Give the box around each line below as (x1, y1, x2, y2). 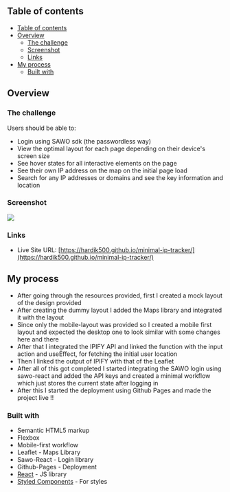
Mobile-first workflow (16, 441, 79, 449)
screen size (16, 151, 50, 160)
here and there (16, 335, 60, 343)
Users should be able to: (7, 124, 77, 132)
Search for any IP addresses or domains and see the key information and (16, 173, 224, 181)
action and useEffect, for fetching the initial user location (16, 350, 178, 358)
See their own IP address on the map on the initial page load (16, 166, 187, 175)
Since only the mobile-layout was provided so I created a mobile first (16, 320, 212, 328)
